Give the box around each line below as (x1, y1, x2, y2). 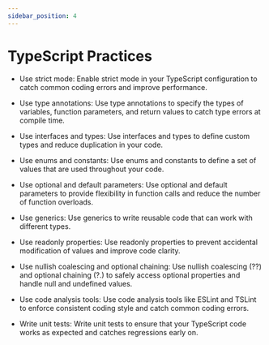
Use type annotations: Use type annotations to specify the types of (19, 98, 244, 108)
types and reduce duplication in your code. (19, 140, 164, 149)
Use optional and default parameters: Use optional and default (19, 179, 228, 189)
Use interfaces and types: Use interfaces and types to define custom (19, 131, 250, 140)
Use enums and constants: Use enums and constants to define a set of (19, 155, 257, 165)
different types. (19, 221, 71, 231)
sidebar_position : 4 (7, 11, 78, 20)
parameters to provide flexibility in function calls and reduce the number (19, 188, 261, 198)
